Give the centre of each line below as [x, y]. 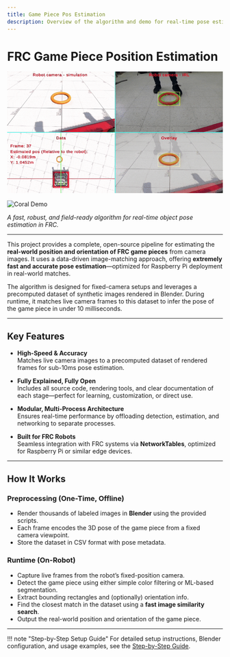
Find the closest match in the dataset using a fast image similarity [111, 604]
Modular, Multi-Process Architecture [71, 408]
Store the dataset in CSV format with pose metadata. [91, 543]
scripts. [28, 521]
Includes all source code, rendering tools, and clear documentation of [115, 388]
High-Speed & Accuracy [52, 353]
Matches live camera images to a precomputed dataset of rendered [112, 360]
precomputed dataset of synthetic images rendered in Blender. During [106, 294]
